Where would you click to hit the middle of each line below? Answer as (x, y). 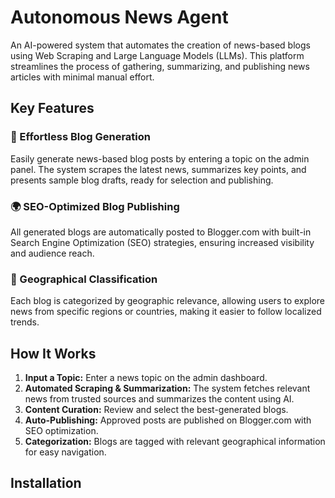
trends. (25, 322)
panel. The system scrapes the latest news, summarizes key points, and (158, 169)
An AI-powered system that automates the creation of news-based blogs (160, 45)
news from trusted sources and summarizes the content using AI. (159, 399)
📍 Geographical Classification (84, 279)
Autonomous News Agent (119, 17)
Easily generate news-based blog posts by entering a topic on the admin (160, 158)
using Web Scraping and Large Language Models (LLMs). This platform (157, 55)
